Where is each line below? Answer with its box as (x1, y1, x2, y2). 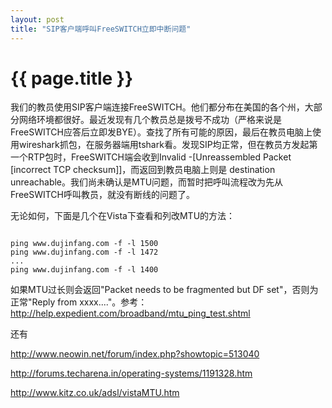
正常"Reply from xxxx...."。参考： (10, 296, 148, 308)
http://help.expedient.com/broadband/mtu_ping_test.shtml (10, 307, 251, 320)
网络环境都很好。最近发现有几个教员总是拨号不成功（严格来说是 (18, 114, 282, 126)
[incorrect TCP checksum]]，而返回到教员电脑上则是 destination (10, 164, 276, 176)
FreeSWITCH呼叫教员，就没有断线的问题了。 (10, 189, 196, 201)
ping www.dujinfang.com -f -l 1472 (10, 247, 159, 258)
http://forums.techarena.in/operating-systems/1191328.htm (10, 367, 253, 380)
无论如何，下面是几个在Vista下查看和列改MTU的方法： (10, 210, 236, 222)
